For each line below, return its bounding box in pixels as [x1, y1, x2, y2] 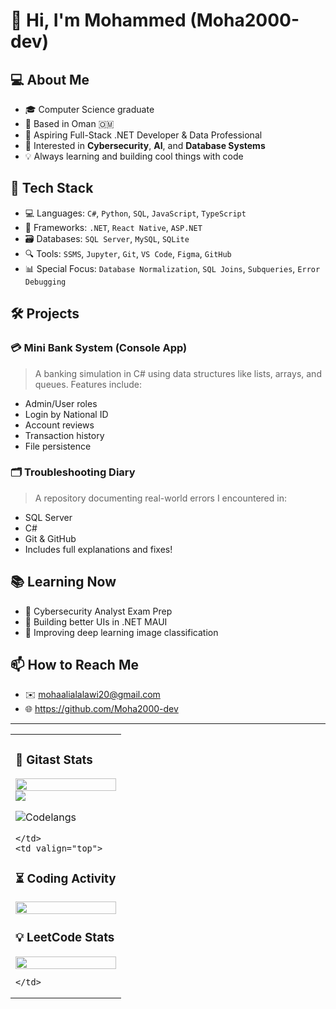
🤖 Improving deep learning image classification [24, 626, 219, 638]
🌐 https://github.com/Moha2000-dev [24, 703, 179, 715]
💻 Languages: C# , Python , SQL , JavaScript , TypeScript [24, 207, 247, 219]
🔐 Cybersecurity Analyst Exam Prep [24, 605, 173, 617]
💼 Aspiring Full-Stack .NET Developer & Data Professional [24, 129, 263, 141]
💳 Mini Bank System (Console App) [10, 341, 188, 355]
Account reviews [24, 419, 95, 431]
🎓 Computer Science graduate [24, 104, 155, 115]
